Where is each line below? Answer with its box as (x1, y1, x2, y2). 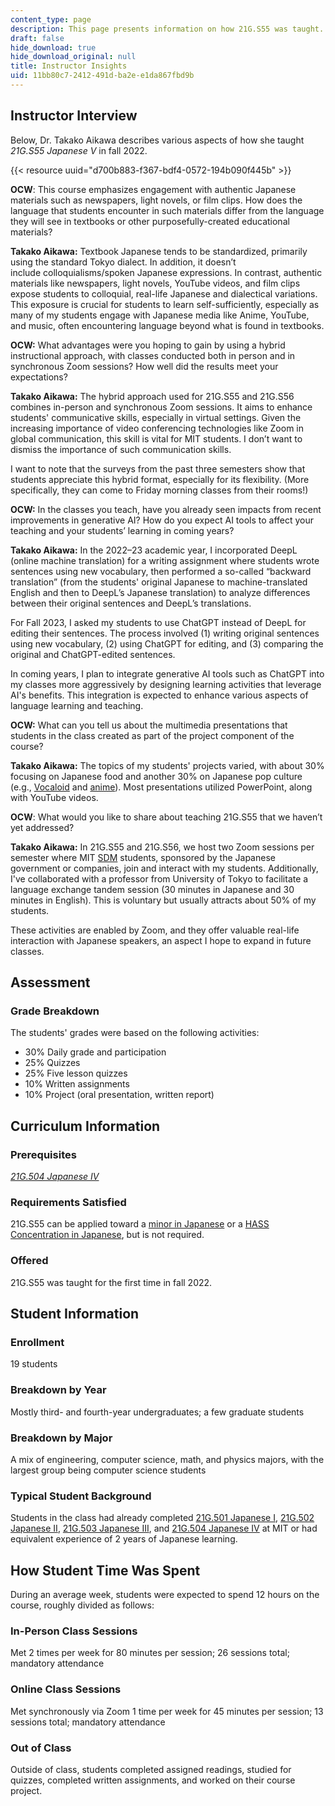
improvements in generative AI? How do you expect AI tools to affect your (10, 514, 315, 526)
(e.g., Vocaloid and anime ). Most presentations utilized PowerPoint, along (10, 781, 313, 793)
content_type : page (10, 14, 92, 25)
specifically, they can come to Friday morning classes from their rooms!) (10, 484, 309, 496)
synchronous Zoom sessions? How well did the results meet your (10, 360, 279, 372)
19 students (10, 1358, 58, 1370)
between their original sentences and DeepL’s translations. (10, 597, 252, 609)
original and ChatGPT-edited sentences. (10, 648, 176, 660)
